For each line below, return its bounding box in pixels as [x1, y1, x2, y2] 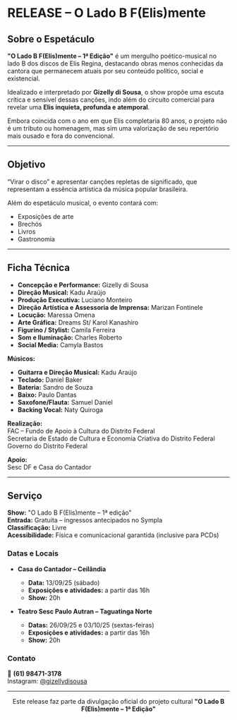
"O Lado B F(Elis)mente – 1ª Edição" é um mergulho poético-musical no [7, 52, 217, 60]
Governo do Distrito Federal [7, 441, 88, 450]
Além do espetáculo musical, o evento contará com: [7, 198, 159, 207]
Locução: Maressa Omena [17, 311, 95, 319]
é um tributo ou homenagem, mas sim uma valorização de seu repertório [7, 124, 219, 132]
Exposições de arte [17, 212, 74, 220]
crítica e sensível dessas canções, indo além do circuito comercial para [7, 95, 215, 104]
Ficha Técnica [7, 262, 71, 274]
